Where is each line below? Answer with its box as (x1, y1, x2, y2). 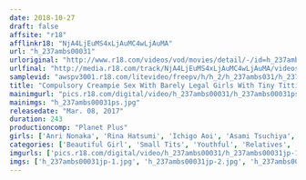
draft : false (9, 22, 59, 31)
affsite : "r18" (9, 30, 67, 39)
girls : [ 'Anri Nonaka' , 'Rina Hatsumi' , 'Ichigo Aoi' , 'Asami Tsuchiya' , (9, 132, 296, 141)
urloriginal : (9, 55, 59, 65)
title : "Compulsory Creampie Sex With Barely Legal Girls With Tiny (9, 81, 275, 90)
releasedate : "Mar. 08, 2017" (9, 106, 125, 115)
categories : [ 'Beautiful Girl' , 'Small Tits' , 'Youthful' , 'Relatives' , (9, 140, 291, 149)
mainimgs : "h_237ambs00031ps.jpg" (9, 97, 141, 107)
